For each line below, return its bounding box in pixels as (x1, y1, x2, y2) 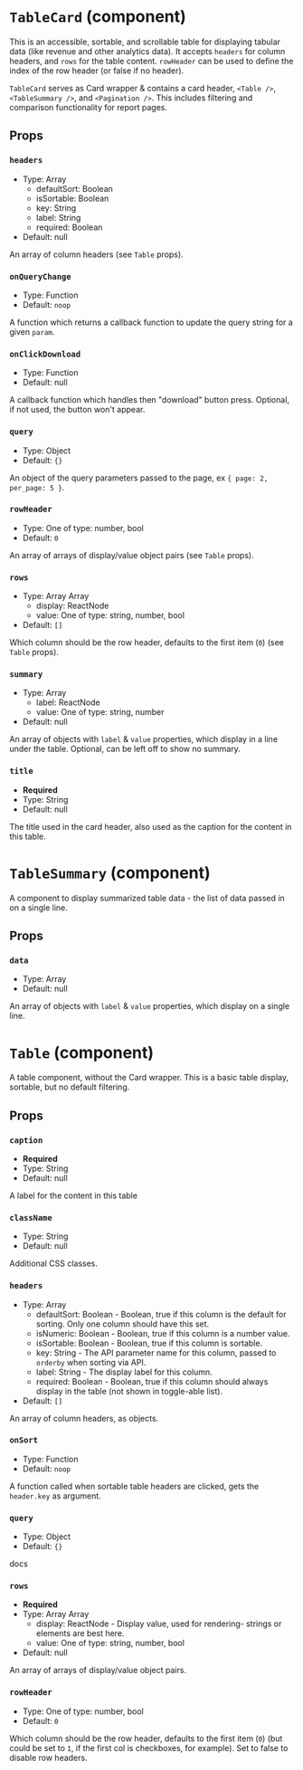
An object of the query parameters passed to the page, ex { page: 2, (9, 472, 269, 483)
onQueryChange (9, 271, 71, 281)
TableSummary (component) (9, 862, 211, 883)
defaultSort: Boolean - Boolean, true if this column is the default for (35, 1308, 287, 1319)
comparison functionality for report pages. (9, 101, 167, 112)
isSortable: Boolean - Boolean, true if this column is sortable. (35, 1337, 263, 1348)
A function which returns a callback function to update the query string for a (9, 317, 294, 328)
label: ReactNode (35, 697, 101, 708)
